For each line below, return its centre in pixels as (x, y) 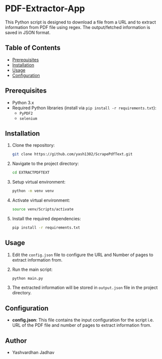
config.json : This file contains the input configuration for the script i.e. (83, 320)
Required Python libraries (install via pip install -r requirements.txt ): (84, 108)
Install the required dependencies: (47, 218)
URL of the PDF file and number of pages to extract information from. (82, 325)
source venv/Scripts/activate (43, 209)
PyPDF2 (26, 113)
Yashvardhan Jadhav (33, 353)
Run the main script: (32, 269)
